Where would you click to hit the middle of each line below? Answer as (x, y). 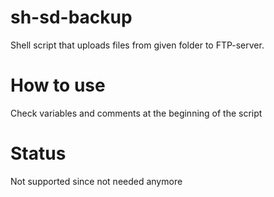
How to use (58, 85)
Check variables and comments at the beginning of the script (136, 113)
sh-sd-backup (71, 17)
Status (38, 153)
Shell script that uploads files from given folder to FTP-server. (137, 45)
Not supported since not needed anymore (96, 181)
